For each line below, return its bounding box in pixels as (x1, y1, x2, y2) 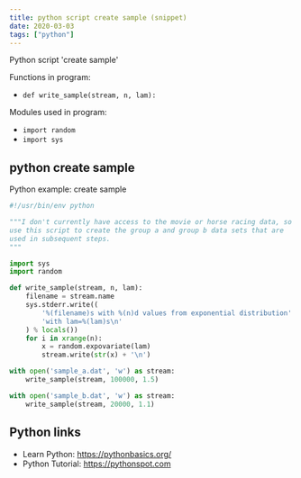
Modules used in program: (9, 107, 107, 118)
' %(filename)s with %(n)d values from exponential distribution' (41, 308, 293, 318)
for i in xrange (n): (25, 334, 103, 343)
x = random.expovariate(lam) (41, 342, 151, 351)
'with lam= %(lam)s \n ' (41, 317, 123, 326)
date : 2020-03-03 (9, 22, 75, 31)
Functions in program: (9, 72, 91, 83)
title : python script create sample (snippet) (9, 13, 187, 23)
